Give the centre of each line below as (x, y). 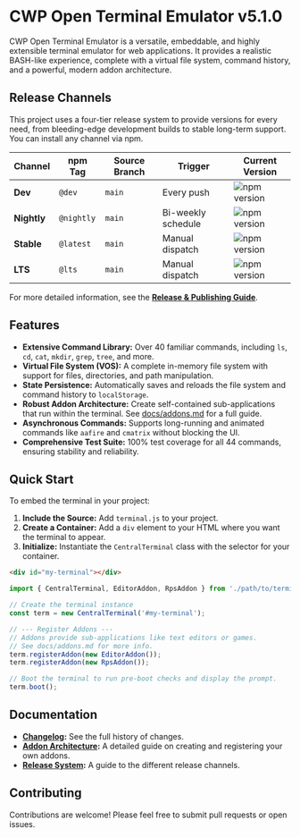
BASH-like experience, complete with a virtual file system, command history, (150, 60)
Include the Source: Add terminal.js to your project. (120, 518)
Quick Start (42, 479)
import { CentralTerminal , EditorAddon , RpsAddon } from (117, 589)
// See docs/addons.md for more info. (81, 646)
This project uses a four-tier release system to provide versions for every (144, 119)
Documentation (54, 715)
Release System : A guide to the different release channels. (131, 765)
